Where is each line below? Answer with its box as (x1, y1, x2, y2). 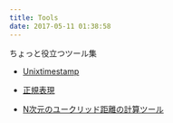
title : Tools (9, 13, 59, 23)
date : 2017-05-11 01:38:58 (9, 22, 111, 31)
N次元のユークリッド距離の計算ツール (22, 103, 165, 114)
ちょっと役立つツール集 (9, 47, 97, 59)
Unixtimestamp (22, 65, 80, 77)
